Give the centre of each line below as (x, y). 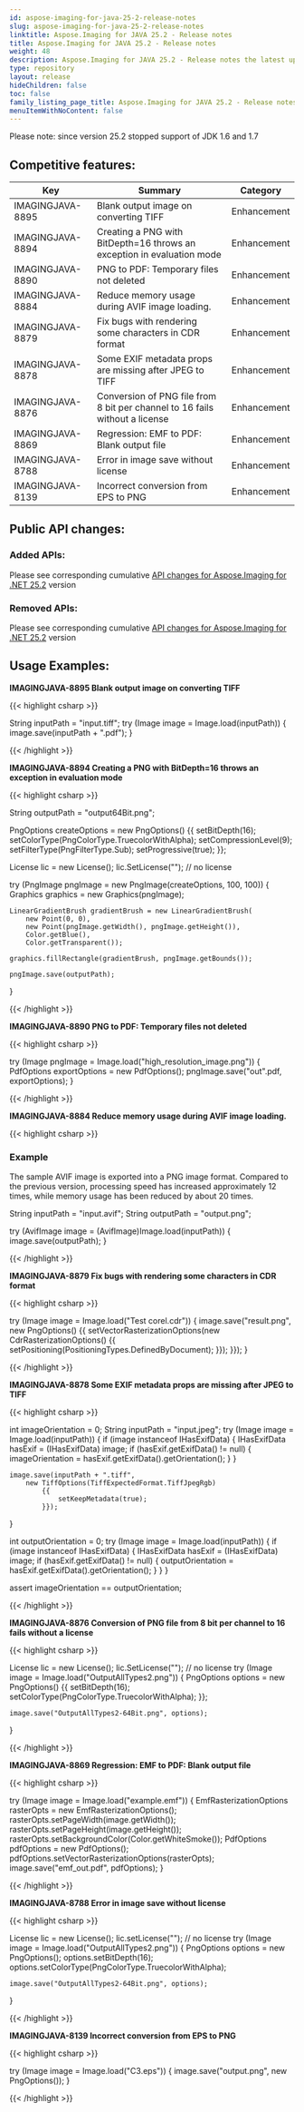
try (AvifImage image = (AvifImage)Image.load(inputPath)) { (120, 1231)
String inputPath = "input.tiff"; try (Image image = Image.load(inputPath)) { (148, 723)
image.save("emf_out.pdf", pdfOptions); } (87, 1868)
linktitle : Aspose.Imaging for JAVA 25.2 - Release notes (121, 34)
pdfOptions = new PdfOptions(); (69, 1849)
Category (261, 191)
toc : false (30, 93)
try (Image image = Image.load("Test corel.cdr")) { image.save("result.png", (150, 1321)
